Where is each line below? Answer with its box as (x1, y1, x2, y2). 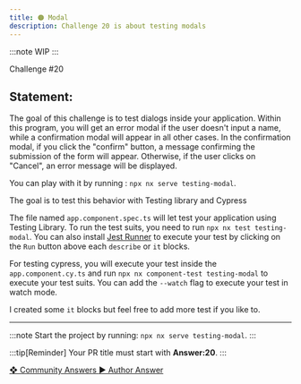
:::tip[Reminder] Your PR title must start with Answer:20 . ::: (9, 347, 227, 358)
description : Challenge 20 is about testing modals (9, 21, 206, 30)
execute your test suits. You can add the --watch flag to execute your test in (9, 277, 288, 288)
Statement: (9, 89, 73, 104)
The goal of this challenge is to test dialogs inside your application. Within (9, 113, 282, 124)
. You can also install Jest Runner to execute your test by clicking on (29, 232, 280, 243)
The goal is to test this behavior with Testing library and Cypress (9, 195, 247, 206)
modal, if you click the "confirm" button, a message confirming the (9, 141, 255, 152)
